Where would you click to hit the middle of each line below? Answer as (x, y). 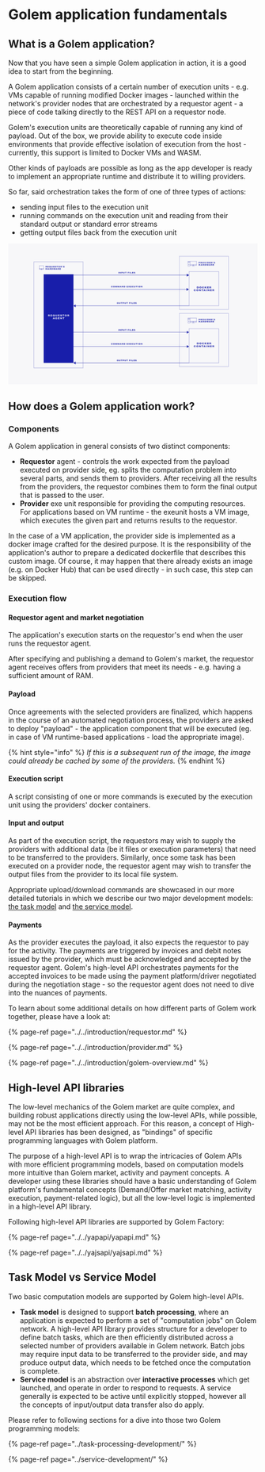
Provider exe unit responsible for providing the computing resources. (132, 504)
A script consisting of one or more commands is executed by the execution (131, 796)
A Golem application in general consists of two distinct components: (119, 447)
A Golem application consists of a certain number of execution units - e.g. (129, 86)
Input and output (36, 823)
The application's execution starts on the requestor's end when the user (126, 635)
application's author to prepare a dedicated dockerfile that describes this (127, 553)
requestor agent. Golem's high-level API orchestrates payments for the (123, 968)
